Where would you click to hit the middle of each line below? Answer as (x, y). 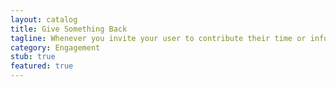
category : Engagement (55, 47)
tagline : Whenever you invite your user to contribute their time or (158, 38)
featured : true (42, 66)
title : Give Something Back (69, 29)
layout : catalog (44, 19)
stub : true (33, 57)
